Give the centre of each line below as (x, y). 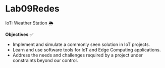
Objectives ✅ (19, 34)
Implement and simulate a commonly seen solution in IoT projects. (81, 44)
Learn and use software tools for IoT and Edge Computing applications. (87, 49)
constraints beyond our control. (45, 60)
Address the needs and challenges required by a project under (77, 55)
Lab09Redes (32, 9)
